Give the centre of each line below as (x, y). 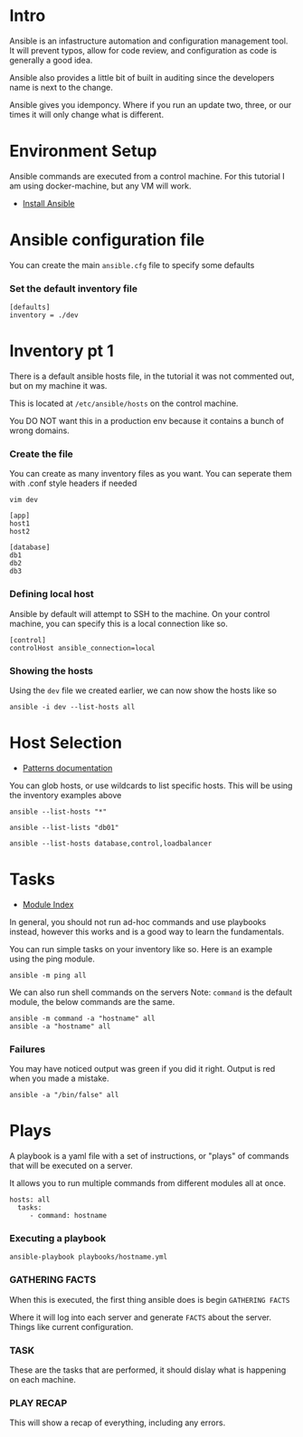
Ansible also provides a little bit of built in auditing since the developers (142, 77)
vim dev (24, 500)
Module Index (48, 904)
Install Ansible (48, 203)
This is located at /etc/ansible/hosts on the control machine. (124, 403)
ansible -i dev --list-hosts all (72, 707)
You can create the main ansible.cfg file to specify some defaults (132, 265)
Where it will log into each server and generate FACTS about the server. (141, 1317)
